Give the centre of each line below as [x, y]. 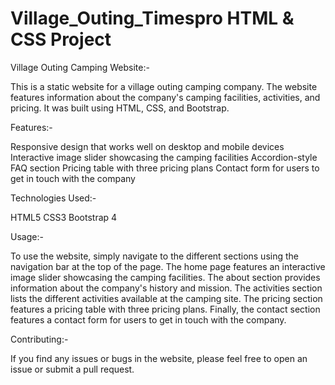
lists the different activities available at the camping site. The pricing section [166, 298]
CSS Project [61, 39]
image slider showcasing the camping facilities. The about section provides [165, 277]
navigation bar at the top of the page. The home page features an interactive [168, 266]
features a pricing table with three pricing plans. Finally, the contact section [165, 309]
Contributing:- [39, 339]
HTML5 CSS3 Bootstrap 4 [64, 217]
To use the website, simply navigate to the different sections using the [154, 256]
